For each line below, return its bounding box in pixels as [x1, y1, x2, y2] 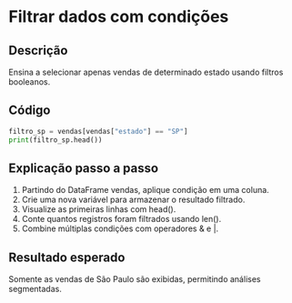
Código [8, 103, 51, 118]
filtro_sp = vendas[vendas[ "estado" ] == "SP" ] [8, 126, 188, 136]
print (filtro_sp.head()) [8, 135, 103, 145]
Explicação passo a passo [8, 160, 159, 176]
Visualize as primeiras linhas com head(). [21, 204, 176, 215]
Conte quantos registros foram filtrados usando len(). [21, 214, 222, 225]
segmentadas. [8, 284, 63, 295]
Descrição [8, 43, 68, 58]
